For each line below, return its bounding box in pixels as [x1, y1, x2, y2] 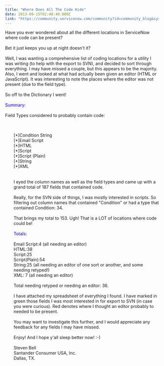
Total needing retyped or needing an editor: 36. [14, 283, 109, 288]
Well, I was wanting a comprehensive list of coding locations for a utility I [5, 56, 151, 61]
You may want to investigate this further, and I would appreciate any [14, 319, 150, 325]
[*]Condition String [14, 132, 52, 138]
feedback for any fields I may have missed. [14, 324, 100, 330]
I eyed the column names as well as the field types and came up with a [14, 179, 156, 185]
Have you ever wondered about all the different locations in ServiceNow [5, 30, 150, 36]
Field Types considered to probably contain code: [5, 113, 105, 119]
